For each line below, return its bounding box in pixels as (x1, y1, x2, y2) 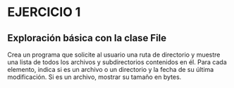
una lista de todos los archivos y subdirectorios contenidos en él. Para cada (7, 58, 227, 66)
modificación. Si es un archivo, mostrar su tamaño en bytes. (7, 73, 182, 81)
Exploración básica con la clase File (7, 32, 167, 44)
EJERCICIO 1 (7, 4, 81, 20)
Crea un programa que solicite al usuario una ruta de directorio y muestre (7, 50, 221, 59)
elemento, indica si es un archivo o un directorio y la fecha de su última (7, 66, 214, 73)
